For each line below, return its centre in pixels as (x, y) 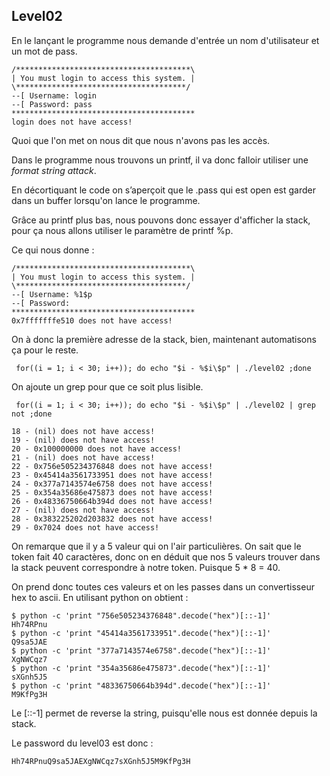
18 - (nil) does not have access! (83, 431)
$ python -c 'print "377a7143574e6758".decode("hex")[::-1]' (141, 650)
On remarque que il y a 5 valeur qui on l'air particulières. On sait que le (156, 546)
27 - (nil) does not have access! (83, 510)
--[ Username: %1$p (52, 294)
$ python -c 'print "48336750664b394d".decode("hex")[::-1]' (141, 685)
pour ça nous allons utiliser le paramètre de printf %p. (122, 230)
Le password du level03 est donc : (82, 743)
